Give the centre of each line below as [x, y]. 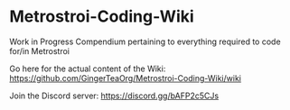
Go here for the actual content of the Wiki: [88, 69]
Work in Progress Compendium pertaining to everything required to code [145, 41]
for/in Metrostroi [40, 50]
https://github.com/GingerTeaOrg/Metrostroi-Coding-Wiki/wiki [126, 78]
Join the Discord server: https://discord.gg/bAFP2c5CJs [114, 96]
